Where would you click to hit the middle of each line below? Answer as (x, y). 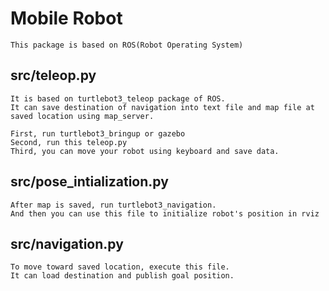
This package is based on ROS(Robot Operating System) (127, 45)
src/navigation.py (67, 243)
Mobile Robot (66, 18)
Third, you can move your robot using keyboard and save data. (145, 151)
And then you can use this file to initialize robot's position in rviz (165, 213)
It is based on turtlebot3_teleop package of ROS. (118, 98)
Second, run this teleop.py (69, 142)
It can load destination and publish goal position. (122, 276)
